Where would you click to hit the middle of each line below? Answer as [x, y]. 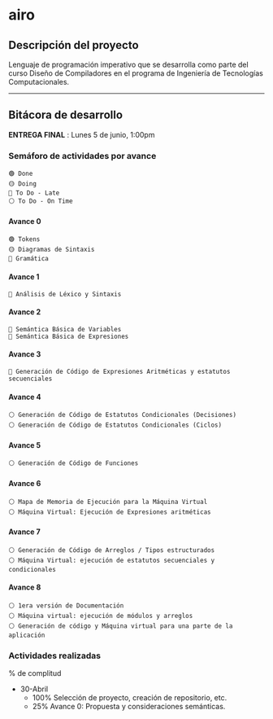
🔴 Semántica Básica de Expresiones [69, 336]
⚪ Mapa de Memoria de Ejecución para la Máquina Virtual [108, 502]
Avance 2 [25, 312]
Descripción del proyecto [74, 45]
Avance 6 [25, 483]
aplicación [27, 635]
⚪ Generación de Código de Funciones [74, 463]
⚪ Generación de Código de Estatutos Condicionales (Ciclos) [115, 425]
